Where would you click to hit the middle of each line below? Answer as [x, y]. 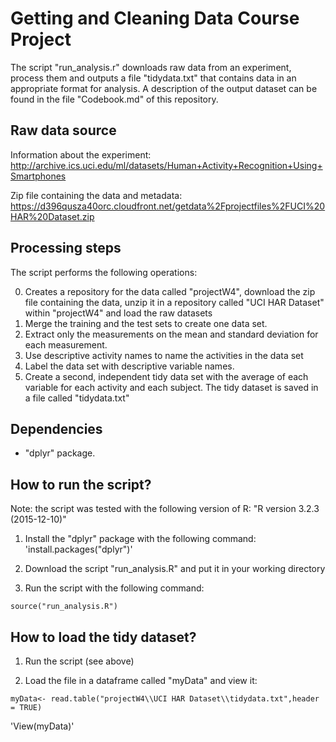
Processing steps [66, 248]
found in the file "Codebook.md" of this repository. [114, 99]
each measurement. [66, 344]
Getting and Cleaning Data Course [155, 18]
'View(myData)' [42, 726]
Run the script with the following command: [114, 588]
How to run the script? [81, 484]
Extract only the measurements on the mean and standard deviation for [171, 334]
